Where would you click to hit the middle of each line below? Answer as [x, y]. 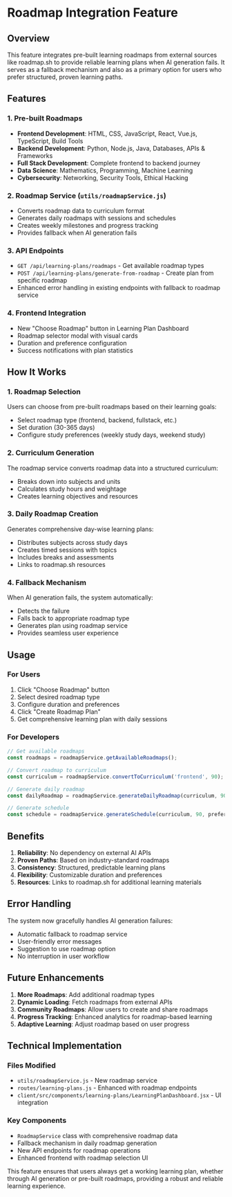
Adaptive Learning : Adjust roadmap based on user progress [103, 1024]
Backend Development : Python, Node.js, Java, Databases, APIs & [111, 148]
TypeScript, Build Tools [50, 141]
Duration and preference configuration [72, 343]
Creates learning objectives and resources [77, 496]
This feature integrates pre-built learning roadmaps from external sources [112, 55]
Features [27, 99]
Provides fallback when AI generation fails [77, 233]
